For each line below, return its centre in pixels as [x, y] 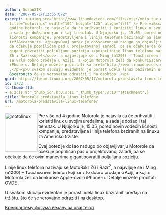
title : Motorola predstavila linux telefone [52, 97]
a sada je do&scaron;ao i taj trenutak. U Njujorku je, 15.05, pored [83, 33]
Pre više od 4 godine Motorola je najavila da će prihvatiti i [96, 116]
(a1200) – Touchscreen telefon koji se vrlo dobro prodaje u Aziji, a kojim [78, 172]
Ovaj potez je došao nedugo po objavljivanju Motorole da [96, 146]
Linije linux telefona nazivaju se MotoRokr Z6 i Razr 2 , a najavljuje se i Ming [81, 167]
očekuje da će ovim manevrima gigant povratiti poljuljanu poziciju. [72, 157]
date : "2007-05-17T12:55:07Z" [36, 14]
